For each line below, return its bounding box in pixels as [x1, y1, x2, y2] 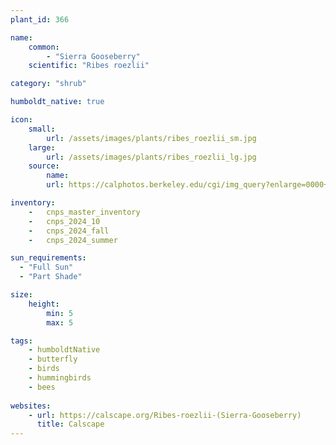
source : [28, 161, 60, 171]
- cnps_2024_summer [28, 235, 118, 245]
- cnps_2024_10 [28, 216, 101, 226]
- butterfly [28, 354, 78, 365]
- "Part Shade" [19, 272, 83, 282]
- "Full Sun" [19, 262, 74, 273]
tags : [10, 336, 33, 346]
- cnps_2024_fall [28, 226, 110, 236]
